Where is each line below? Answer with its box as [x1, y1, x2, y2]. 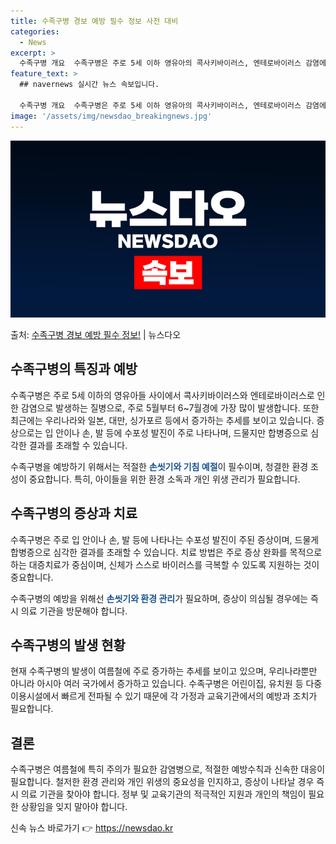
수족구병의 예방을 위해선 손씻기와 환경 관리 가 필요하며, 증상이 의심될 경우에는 [10, 592, 309, 604]
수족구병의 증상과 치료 [10, 505, 138, 522]
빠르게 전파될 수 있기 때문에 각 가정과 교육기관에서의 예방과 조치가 [61, 690, 318, 702]
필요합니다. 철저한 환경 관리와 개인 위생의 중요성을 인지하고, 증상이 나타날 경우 [10, 776, 315, 788]
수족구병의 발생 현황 [10, 637, 126, 654]
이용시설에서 [10, 690, 60, 702]
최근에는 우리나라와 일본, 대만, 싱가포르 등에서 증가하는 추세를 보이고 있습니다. [10, 414, 315, 426]
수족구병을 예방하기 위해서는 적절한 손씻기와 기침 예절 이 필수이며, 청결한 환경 [10, 460, 309, 472]
